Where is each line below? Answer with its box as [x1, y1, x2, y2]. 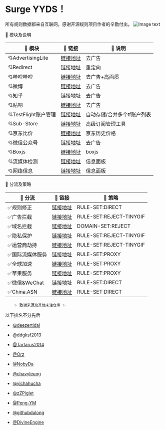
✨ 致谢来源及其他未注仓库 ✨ [14, 303, 66, 308]
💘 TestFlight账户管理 [7, 111, 56, 118]
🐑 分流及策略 [5, 181, 31, 187]
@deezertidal [12, 322, 40, 328]
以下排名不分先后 [5, 312, 40, 318]
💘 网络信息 [7, 167, 33, 174]
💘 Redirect [7, 64, 32, 71]
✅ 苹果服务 [7, 270, 32, 277]
